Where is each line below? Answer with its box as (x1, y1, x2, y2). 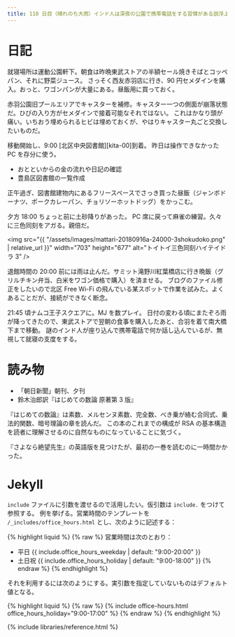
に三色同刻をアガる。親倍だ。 (7, 221, 93, 229)
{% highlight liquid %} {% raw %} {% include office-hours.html (7, 602, 189, 610)
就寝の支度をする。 (25, 334, 81, 343)
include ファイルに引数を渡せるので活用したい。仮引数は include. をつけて (7, 500, 225, 509)
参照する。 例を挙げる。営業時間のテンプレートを (7, 509, 150, 518)
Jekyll (7, 476, 43, 492)
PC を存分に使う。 (7, 150, 61, 158)
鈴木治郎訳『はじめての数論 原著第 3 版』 (17, 395, 138, 404)
